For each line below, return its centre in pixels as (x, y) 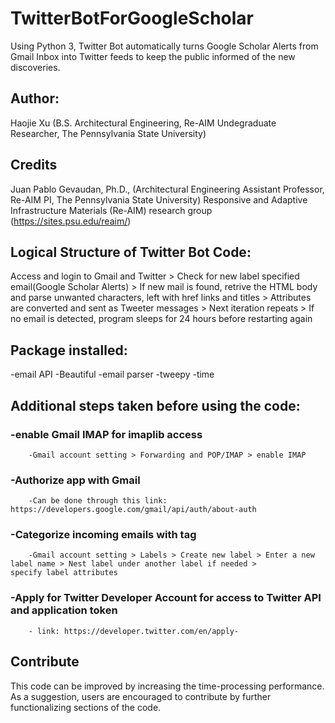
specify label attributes (64, 573)
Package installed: (69, 350)
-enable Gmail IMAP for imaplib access (106, 434)
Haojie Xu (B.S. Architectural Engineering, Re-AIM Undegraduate (143, 123)
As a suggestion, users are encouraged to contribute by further (141, 696)
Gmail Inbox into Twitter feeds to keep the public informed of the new (153, 56)
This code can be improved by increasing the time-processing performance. (167, 686)
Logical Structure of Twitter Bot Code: (131, 252)
